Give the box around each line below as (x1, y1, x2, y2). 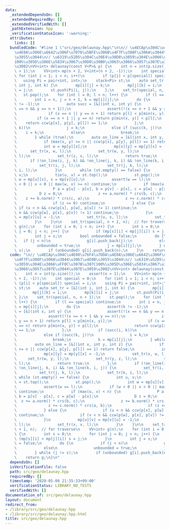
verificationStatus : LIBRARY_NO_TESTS (10, 483, 92, 488)
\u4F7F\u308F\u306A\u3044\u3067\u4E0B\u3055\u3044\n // (14, 257, 133, 262)
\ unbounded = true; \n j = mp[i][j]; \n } (14, 243, 162, 248)
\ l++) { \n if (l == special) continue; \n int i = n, (14, 299, 162, 305)
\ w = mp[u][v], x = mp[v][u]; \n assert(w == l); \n (14, 177, 151, 182)
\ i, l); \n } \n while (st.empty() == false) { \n (14, 168, 151, 173)
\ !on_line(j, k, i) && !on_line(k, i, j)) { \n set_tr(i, (14, 365, 164, 370)
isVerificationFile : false (10, 464, 67, 469)
